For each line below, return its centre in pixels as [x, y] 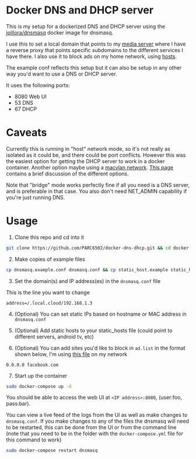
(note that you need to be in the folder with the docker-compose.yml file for [95, 434]
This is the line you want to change [48, 292]
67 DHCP [26, 109]
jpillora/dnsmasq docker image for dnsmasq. [60, 32]
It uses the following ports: [38, 85]
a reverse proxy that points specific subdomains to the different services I [95, 50]
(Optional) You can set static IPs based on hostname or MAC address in [100, 314]
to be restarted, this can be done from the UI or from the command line [91, 427]
